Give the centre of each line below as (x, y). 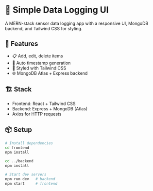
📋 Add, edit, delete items (37, 56)
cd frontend (17, 148)
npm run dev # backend (30, 179)
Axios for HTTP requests (37, 114)
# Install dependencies (29, 143)
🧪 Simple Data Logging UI (57, 10)
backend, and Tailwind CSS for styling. (44, 28)
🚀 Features (22, 44)
